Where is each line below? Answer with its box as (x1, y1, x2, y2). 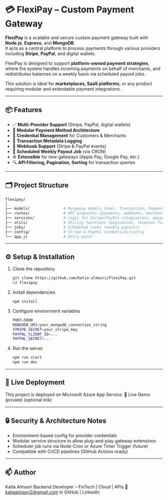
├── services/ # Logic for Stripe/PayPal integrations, (5, 216, 151, 221)
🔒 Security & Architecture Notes (5, 416, 106, 425)
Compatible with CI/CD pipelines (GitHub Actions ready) (12, 448, 128, 454)
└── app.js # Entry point (5, 234, 93, 239)
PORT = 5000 (12, 317, 33, 323)
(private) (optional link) (5, 396, 52, 403)
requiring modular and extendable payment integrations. (5, 86, 121, 92)
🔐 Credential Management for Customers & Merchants (12, 132, 126, 138)
